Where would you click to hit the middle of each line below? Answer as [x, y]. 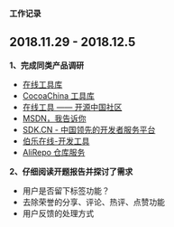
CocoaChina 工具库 [58, 95]
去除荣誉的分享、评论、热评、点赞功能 [93, 202]
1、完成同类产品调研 [47, 65]
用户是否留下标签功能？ [66, 190]
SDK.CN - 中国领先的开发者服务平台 [89, 129]
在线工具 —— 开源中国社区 [72, 107]
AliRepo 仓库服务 [54, 152]
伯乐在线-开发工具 [56, 141]
